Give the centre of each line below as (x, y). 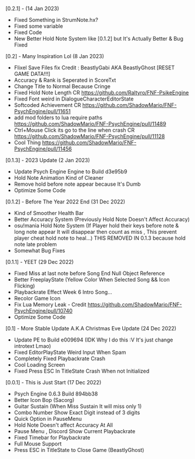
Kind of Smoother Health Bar (49, 213)
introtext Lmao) (32, 346)
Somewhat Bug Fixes (39, 250)
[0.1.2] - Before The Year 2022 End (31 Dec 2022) (65, 202)
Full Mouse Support (38, 444)
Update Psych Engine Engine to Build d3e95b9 (70, 172)
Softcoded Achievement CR (48, 105)
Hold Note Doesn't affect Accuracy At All (63, 425)
